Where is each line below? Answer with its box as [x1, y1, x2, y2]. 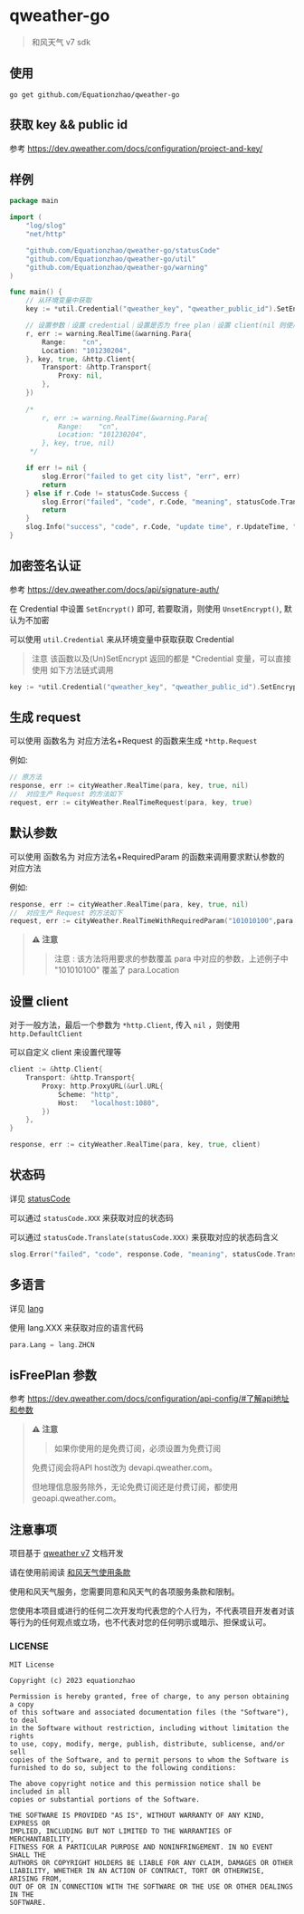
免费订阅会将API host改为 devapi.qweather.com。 [31, 1462, 217, 1473]
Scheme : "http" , [57, 1090, 119, 1099]
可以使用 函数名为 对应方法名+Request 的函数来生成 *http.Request [9, 736, 258, 746]
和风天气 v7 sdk [31, 36, 91, 47]
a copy [9, 1700, 34, 1709]
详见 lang [9, 1303, 44, 1313]
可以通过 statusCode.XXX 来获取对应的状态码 [9, 1212, 175, 1223]
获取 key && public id [9, 117, 128, 132]
